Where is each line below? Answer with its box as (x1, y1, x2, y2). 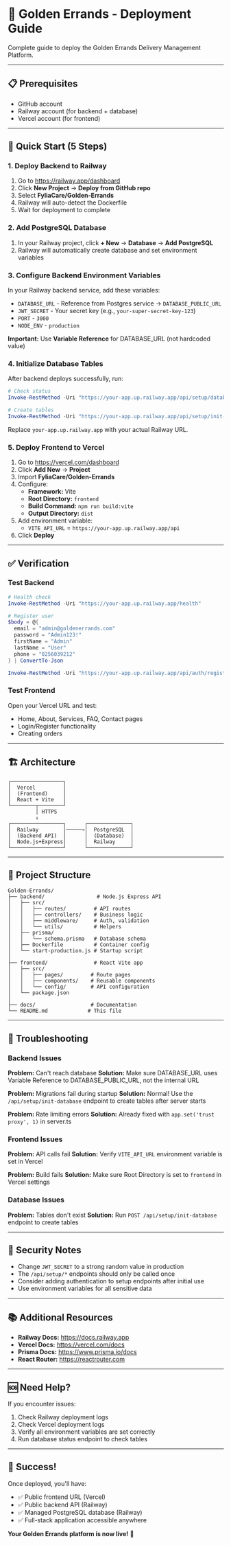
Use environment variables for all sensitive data (17, 1284, 153, 1293)
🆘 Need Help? (8, 1382, 71, 1393)
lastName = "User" (14, 644, 67, 651)
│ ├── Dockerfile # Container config (8, 941, 149, 948)
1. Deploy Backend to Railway (8, 161, 107, 171)
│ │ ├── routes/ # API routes (8, 906, 131, 913)
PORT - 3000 (17, 314, 49, 322)
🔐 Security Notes (8, 1244, 82, 1256)
